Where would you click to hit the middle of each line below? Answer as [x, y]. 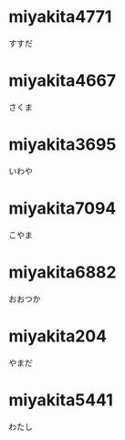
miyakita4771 [60, 17]
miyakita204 [57, 336]
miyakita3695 [62, 145]
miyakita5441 [61, 400]
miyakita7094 [62, 208]
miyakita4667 [62, 81]
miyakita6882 [62, 272]
